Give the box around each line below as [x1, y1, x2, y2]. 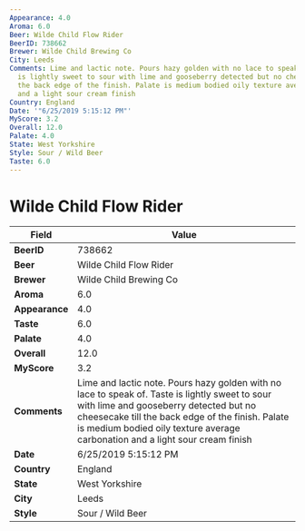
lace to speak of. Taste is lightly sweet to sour [76, 388, 272, 400]
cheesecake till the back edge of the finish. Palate [76, 410, 290, 423]
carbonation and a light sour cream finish [76, 433, 252, 446]
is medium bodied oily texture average [76, 422, 241, 435]
